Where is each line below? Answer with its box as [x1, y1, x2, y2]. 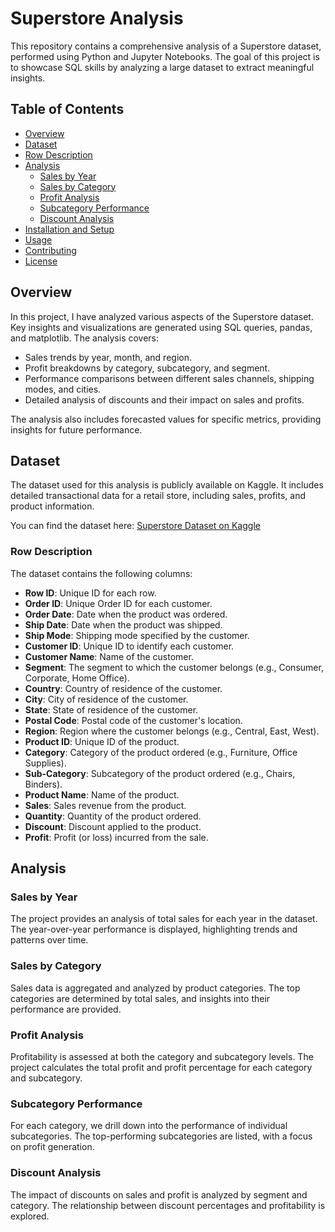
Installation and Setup [24, 223, 115, 235]
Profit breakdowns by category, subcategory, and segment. [24, 362, 271, 374]
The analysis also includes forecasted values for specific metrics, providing [10, 413, 322, 425]
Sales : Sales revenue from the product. [24, 799, 187, 811]
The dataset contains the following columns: [10, 567, 193, 579]
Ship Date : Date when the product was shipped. [24, 618, 223, 631]
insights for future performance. [10, 423, 143, 436]
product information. [10, 500, 95, 512]
